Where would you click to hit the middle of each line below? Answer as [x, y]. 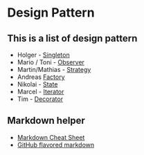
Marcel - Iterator [40, 92]
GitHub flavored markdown [56, 145]
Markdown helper [46, 121]
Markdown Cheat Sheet [51, 137]
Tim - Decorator [40, 99]
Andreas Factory [41, 77]
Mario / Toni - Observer [51, 62]
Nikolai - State [37, 84]
